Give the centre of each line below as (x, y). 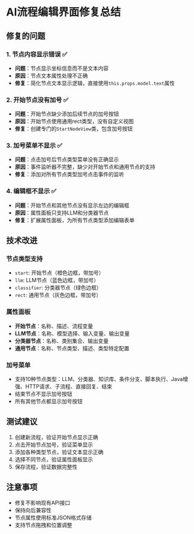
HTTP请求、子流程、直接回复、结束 (69, 386)
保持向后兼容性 (33, 510)
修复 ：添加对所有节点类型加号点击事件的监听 (69, 174)
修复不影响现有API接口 (42, 503)
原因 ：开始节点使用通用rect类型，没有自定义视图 (74, 121)
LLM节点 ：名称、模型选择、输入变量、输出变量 (72, 333)
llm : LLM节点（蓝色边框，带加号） (57, 280)
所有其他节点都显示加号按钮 (49, 401)
